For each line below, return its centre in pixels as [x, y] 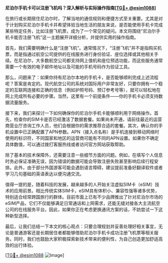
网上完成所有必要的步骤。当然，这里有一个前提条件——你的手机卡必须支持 [82, 96]
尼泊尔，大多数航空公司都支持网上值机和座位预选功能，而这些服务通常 [90, 60]
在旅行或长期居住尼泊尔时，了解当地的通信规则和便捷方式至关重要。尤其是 [82, 19]
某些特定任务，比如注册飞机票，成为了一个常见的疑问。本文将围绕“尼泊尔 [81, 31]
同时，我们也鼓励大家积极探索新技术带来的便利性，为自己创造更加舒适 [86, 239]
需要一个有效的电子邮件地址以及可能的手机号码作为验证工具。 [69, 67]
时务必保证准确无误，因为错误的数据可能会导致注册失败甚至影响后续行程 [79, 161]
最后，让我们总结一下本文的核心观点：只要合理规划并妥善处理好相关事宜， [82, 226]
